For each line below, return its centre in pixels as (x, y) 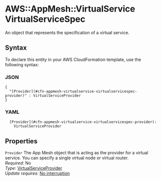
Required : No (18, 163)
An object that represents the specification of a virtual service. (67, 32)
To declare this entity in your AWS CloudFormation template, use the (73, 60)
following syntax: (22, 64)
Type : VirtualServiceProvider (34, 168)
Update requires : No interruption (37, 173)
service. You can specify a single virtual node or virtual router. (67, 158)
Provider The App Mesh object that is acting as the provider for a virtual (77, 153)
